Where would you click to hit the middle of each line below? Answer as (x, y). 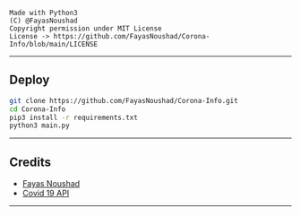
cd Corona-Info (38, 109)
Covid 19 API (46, 194)
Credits (30, 162)
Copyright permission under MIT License (86, 29)
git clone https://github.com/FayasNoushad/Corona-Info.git (124, 100)
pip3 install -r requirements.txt (74, 117)
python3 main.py (39, 125)
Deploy (30, 80)
